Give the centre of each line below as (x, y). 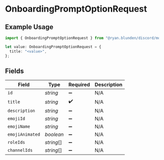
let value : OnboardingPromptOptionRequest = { (53, 47)
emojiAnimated (24, 134)
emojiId (16, 119)
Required (79, 85)
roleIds (16, 142)
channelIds (20, 150)
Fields (15, 71)
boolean (54, 135)
